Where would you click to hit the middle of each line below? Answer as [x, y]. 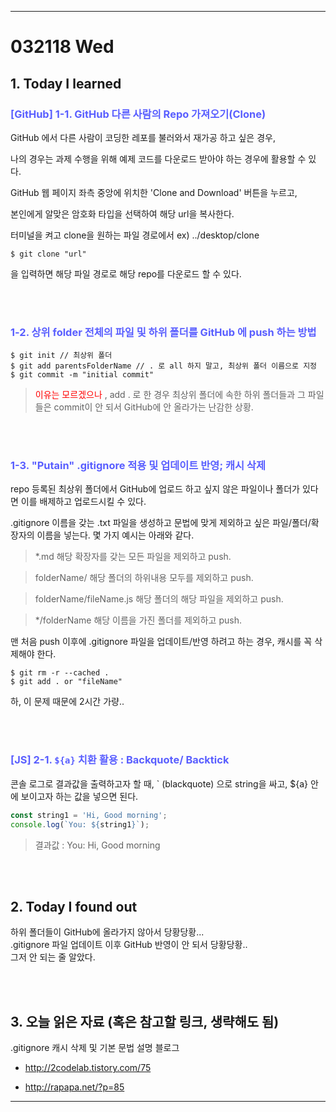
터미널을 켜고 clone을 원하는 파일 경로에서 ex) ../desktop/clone [135, 235]
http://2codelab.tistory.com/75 [88, 1068]
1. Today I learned [66, 83]
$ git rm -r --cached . [60, 673]
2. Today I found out [74, 906]
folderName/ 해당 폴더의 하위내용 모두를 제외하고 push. [144, 578]
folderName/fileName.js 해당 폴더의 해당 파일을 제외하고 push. [159, 599]
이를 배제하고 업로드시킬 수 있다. [83, 502]
